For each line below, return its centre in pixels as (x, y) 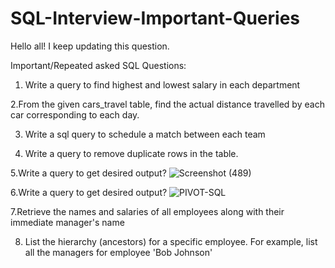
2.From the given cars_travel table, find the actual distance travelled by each (167, 104)
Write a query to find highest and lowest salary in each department (162, 84)
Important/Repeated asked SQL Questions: (98, 65)
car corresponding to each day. (75, 114)
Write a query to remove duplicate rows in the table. (131, 153)
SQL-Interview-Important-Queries (155, 18)
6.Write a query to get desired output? (89, 192)
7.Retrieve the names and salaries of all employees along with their (147, 211)
